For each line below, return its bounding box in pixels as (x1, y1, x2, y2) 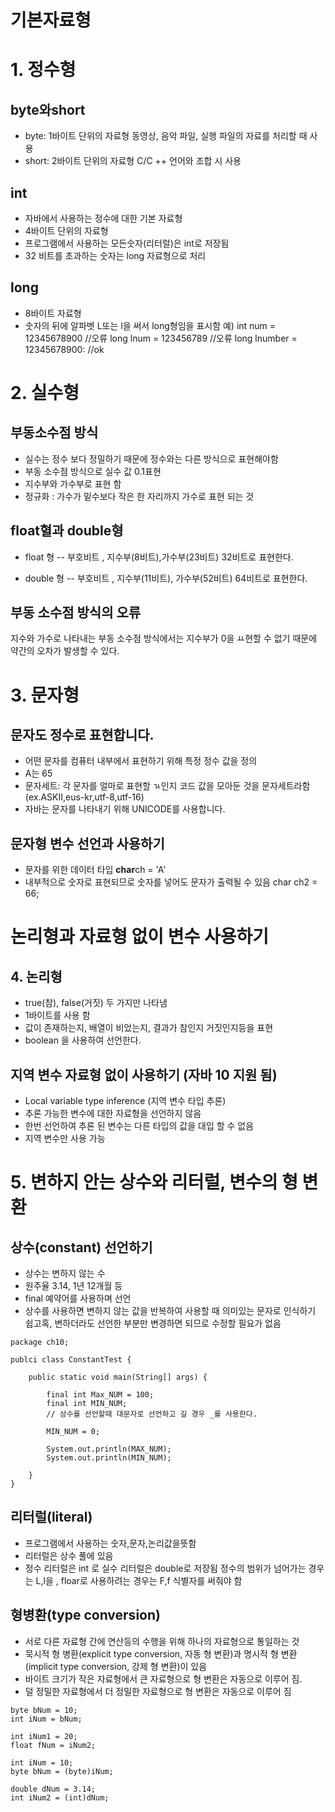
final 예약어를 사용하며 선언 (24, 1292, 132, 1305)
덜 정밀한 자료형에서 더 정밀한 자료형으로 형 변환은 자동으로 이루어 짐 (24, 1685, 292, 1697)
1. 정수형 (10, 59, 77, 81)
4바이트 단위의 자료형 (24, 225, 109, 236)
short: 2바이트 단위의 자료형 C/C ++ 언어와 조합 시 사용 (24, 155, 242, 167)
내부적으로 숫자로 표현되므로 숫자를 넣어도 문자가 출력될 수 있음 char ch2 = (24, 876, 318, 888)
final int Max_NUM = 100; (46, 1390, 155, 1400)
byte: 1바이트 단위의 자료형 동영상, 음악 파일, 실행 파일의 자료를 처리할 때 (24, 130, 308, 142)
